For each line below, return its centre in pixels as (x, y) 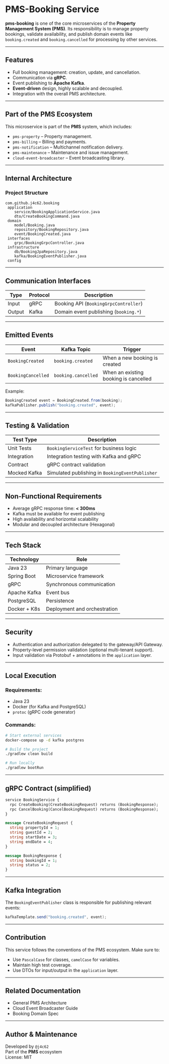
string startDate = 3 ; (33, 837)
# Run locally (20, 763)
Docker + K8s (24, 609)
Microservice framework (75, 576)
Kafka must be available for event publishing (58, 514)
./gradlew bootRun (24, 768)
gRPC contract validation (76, 465)
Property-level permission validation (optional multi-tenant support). (83, 650)
